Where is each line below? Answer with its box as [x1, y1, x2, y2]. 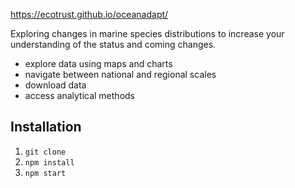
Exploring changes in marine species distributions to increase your [10, 28, 285, 39]
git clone [24, 147, 67, 157]
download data [24, 79, 87, 91]
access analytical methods [24, 90, 135, 101]
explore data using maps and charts [24, 58, 173, 69]
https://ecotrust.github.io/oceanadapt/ [10, 9, 169, 20]
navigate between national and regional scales [24, 69, 217, 80]
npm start [24, 168, 67, 178]
